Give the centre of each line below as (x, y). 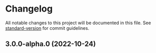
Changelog (29, 9)
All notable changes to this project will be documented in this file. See (78, 23)
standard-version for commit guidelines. (47, 28)
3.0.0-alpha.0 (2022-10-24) (51, 44)
